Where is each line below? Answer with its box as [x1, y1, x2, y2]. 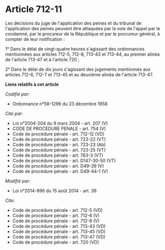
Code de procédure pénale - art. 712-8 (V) [12, 217, 100, 224]
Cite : [5, 197, 15, 203]
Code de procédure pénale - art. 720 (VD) [12, 239, 99, 245]
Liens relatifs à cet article [5, 81, 59, 87]
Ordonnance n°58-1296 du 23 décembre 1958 [12, 100, 107, 106]
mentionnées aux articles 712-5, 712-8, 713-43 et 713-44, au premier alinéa [5, 51, 160, 57]
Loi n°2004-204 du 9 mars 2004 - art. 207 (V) [12, 120, 108, 126]
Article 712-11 [5, 4, 62, 15]
